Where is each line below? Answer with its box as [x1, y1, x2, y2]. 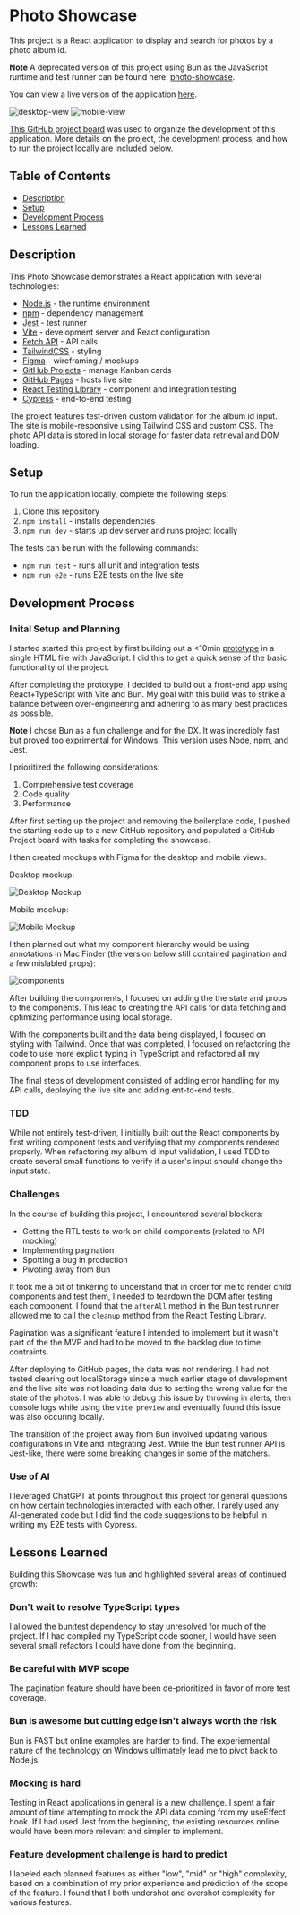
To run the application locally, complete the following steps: [9, 489, 229, 500]
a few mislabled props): [9, 958, 96, 969]
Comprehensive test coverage [21, 779, 134, 790]
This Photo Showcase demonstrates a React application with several [9, 271, 262, 282]
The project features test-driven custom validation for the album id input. [9, 410, 278, 422]
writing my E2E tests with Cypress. [9, 1519, 138, 1529]
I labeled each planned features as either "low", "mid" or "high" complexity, [9, 1868, 287, 1879]
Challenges [9, 1188, 60, 1200]
